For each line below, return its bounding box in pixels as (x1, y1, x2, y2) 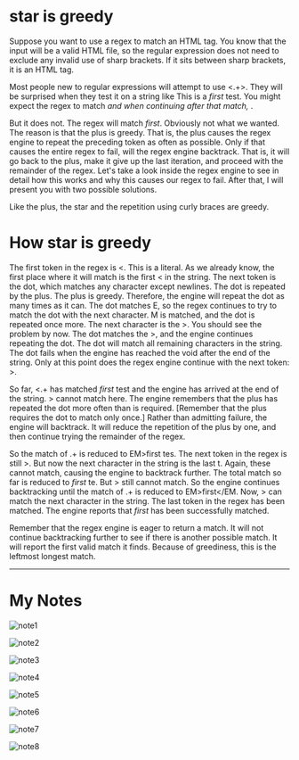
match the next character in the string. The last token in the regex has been (9, 495, 286, 506)
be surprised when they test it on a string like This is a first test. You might (9, 91, 281, 102)
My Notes (9, 591, 83, 611)
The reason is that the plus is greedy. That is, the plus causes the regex (9, 127, 271, 137)
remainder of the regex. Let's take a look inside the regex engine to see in (9, 165, 279, 176)
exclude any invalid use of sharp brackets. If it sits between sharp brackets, (9, 54, 287, 65)
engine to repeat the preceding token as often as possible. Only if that (9, 136, 265, 147)
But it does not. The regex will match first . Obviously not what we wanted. (9, 118, 280, 128)
